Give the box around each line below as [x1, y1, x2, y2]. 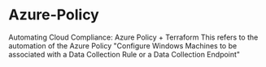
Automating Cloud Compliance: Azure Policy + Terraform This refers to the [8, 32, 259, 42]
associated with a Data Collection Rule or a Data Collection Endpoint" [8, 49, 241, 59]
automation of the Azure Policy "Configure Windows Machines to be [8, 40, 238, 50]
